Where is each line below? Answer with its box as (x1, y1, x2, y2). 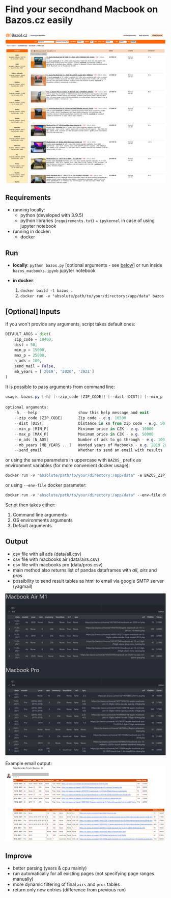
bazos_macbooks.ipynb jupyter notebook (12, 267, 96, 274)
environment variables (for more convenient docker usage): (5, 462, 130, 469)
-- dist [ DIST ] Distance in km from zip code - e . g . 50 (14, 421, 165, 426)
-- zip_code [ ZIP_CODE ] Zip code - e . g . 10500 (14, 416, 126, 421)
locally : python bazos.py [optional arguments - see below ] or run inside (12, 262, 163, 268)
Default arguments (12, 523, 52, 529)
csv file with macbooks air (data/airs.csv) (12, 556, 99, 562)
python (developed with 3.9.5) (20, 212, 84, 219)
